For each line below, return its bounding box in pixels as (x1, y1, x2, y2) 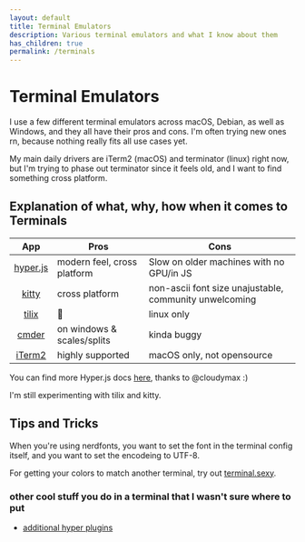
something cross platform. (9, 173, 108, 184)
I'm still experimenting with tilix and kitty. (9, 389, 162, 400)
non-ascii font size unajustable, (148, 281, 284, 294)
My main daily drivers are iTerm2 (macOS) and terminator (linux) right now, (9, 154, 290, 165)
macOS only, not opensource (148, 348, 273, 361)
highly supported (56, 348, 130, 361)
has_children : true (9, 38, 84, 48)
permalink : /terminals (9, 47, 95, 56)
